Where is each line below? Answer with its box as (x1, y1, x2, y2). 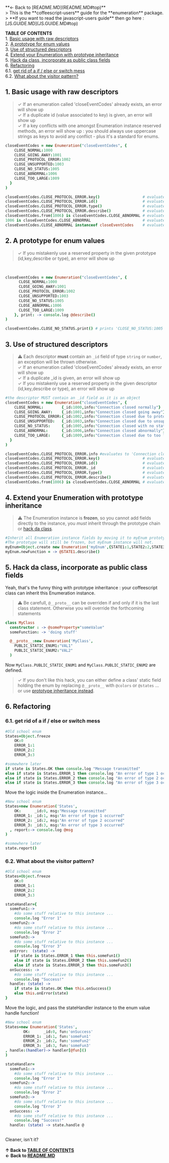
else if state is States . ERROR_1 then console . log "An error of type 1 (5, 771, 158, 776)
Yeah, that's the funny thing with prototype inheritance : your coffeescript (5, 584, 157, 590)
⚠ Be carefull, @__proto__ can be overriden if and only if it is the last (17, 599, 159, 605)
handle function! (5, 1010, 39, 1016)
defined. (5, 667, 23, 673)
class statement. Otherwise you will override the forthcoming (17, 605, 144, 611)
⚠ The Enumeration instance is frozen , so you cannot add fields (17, 515, 151, 521)
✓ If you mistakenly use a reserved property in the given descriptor (17, 380, 157, 386)
